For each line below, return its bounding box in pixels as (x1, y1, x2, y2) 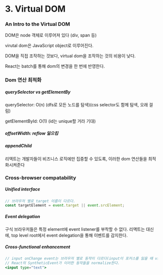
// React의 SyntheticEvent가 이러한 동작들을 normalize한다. (5, 261, 120, 266)
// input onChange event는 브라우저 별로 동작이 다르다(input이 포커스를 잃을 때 (5, 256, 153, 261)
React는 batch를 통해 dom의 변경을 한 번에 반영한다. (5, 63, 105, 69)
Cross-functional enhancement (5, 244, 70, 250)
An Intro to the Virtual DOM (5, 21, 70, 28)
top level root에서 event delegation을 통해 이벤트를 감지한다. (11, 232, 128, 239)
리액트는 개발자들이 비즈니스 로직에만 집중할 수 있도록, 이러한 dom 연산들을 (5, 155, 147, 161)
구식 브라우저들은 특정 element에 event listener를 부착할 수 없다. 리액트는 (5, 226, 145, 232)
